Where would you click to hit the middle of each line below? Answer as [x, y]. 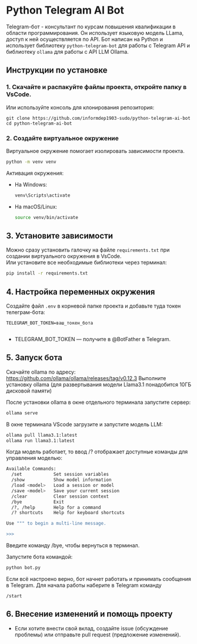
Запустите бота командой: [39, 557]
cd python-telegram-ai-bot [39, 123]
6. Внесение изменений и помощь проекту [89, 614]
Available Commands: [31, 469]
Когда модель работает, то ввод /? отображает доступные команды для [97, 452]
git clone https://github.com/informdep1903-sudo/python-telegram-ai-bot [98, 118]
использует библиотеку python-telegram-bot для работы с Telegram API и [98, 45]
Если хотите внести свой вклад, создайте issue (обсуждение [91, 628]
